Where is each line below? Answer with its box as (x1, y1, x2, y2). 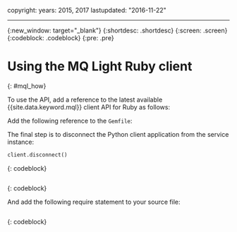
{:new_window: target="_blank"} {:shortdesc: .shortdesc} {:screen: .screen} (7, 26, 228, 35)
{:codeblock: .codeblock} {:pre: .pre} (7, 34, 114, 42)
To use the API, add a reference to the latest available (7, 95, 163, 104)
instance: (7, 138, 35, 146)
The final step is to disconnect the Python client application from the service (7, 130, 229, 138)
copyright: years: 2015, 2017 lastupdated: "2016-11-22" (7, 6, 167, 14)
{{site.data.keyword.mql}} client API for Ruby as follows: (7, 102, 171, 111)
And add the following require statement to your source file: (7, 197, 181, 206)
